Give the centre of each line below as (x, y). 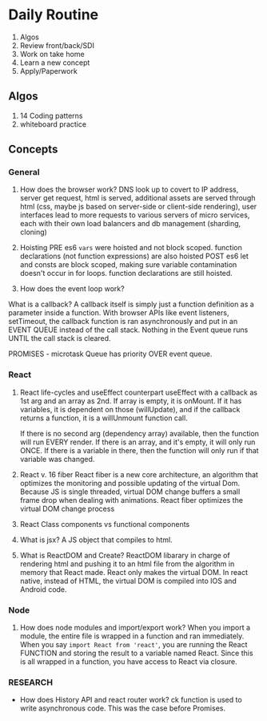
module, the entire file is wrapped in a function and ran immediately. (132, 636)
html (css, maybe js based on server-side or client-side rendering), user (138, 207)
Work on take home (52, 54)
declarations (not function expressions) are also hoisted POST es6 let (134, 256)
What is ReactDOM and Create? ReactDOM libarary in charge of (125, 555)
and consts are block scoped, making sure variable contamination (128, 265)
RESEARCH (31, 682)
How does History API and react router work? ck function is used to (131, 700)
